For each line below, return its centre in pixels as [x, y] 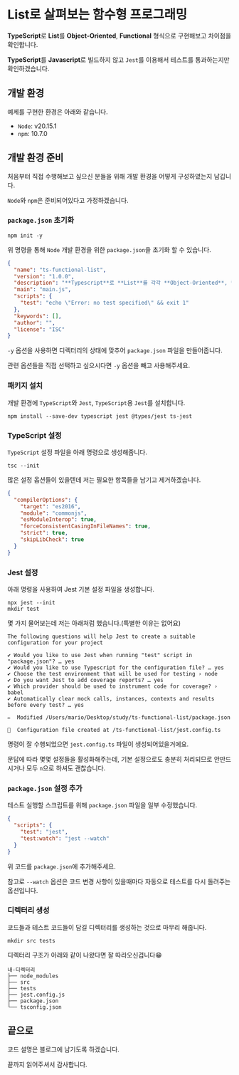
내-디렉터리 [21, 970]
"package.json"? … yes [41, 661]
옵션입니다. [23, 890]
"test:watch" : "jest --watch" [65, 838]
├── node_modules [33, 976]
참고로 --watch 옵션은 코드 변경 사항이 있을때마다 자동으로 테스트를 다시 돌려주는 [119, 881]
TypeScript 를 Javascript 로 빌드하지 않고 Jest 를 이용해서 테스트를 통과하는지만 [118, 59]
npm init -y [25, 236]
